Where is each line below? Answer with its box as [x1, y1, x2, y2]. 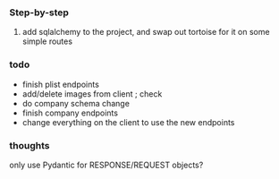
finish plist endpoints [21, 79, 100, 89]
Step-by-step [9, 6, 70, 19]
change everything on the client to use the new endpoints [21, 116, 235, 127]
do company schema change [21, 98, 130, 108]
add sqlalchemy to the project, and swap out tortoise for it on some [21, 27, 270, 38]
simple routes [21, 36, 73, 47]
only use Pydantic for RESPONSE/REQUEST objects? [9, 159, 204, 170]
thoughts [9, 139, 50, 151]
